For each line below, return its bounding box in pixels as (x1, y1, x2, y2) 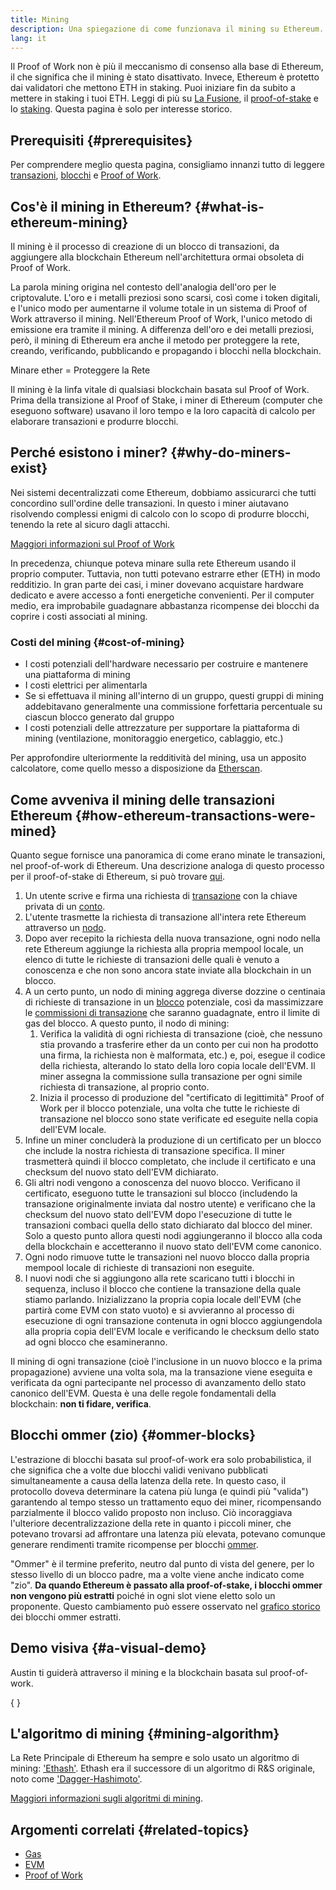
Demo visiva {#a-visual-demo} (10, 1640, 207, 1657)
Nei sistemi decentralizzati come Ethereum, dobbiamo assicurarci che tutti (10, 486, 317, 498)
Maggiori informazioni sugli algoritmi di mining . (10, 1792, 204, 1805)
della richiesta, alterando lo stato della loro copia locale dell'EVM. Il (39, 1059, 316, 1071)
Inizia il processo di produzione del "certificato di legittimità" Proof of (39, 1091, 325, 1103)
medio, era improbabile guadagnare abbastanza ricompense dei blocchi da (10, 599, 320, 611)
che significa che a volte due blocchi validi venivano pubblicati (10, 1464, 268, 1476)
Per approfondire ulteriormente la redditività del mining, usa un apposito (10, 752, 307, 764)
